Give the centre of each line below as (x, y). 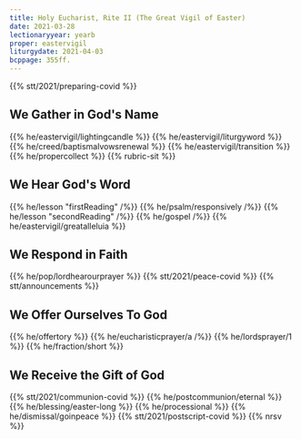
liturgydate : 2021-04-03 (56, 52)
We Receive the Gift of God (87, 375)
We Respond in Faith (69, 255)
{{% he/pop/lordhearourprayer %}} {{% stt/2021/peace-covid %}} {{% (142, 276)
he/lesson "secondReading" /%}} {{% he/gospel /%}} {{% (118, 216)
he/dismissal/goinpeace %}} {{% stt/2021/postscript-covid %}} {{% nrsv (145, 416)
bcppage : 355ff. (40, 60)
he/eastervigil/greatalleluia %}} (68, 226)
